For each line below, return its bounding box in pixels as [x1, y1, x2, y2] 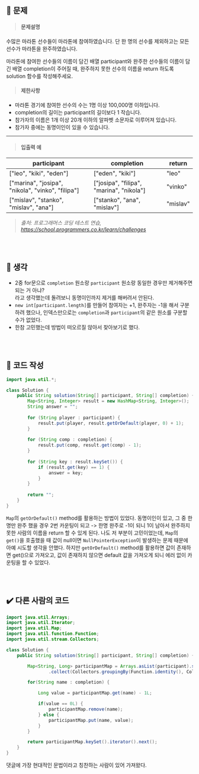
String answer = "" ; [27, 404, 78, 410]
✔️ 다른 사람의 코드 [6, 596, 69, 606]
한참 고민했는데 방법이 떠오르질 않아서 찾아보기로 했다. [14, 324, 140, 331]
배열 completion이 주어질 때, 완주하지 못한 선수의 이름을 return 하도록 [12, 65, 174, 72]
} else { [37, 712, 60, 718]
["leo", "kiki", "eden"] [9, 169, 69, 177]
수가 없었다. [14, 316, 43, 323]
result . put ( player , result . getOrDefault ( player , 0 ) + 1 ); [37, 420, 184, 426]
